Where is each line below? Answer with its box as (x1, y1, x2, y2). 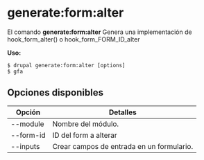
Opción (16, 107, 41, 117)
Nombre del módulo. (52, 119, 119, 129)
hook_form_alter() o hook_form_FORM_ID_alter (7, 35, 140, 43)
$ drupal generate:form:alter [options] (7, 62, 126, 69)
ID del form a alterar (52, 130, 118, 140)
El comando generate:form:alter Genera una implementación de (7, 28, 192, 36)
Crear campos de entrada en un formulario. (52, 141, 194, 151)
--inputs (10, 141, 40, 151)
